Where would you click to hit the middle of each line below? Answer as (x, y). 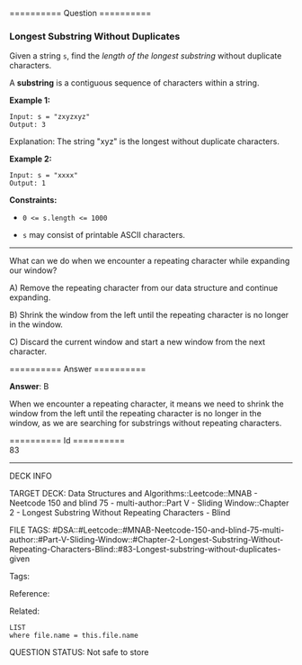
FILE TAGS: (30, 530)
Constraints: (33, 200)
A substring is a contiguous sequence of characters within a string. (134, 83)
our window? (33, 270)
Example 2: (31, 159)
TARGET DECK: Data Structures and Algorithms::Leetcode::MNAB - (133, 494)
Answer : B (29, 387)
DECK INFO (31, 476)
